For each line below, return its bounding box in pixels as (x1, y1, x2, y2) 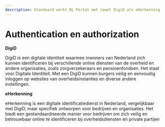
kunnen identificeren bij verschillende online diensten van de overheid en (5, 60, 154, 66)
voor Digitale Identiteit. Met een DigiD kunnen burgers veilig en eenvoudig (5, 70, 156, 76)
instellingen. (5, 81, 30, 87)
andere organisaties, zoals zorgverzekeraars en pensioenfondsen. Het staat (5, 65, 160, 71)
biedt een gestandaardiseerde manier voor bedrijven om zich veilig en (5, 111, 148, 117)
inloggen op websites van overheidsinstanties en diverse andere (5, 75, 136, 82)
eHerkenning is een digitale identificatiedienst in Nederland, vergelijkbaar (5, 100, 155, 106)
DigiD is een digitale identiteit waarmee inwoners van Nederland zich (5, 55, 146, 61)
